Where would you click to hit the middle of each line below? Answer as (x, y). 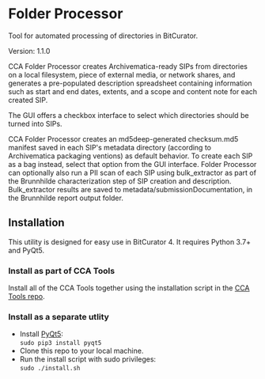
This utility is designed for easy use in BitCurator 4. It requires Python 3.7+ (130, 241)
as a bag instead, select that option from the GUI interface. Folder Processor (132, 164)
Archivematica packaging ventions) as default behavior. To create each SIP (131, 156)
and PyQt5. (26, 250)
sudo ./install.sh (50, 369)
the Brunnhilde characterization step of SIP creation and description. (120, 181)
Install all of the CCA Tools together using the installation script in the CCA (129, 288)
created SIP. (28, 100)
